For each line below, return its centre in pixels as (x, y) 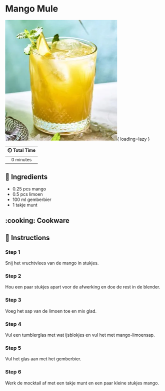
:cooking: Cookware (37, 221)
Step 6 (13, 372)
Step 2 (13, 276)
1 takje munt (25, 205)
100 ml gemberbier (32, 200)
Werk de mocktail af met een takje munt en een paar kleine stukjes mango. (82, 383)
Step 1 (13, 252)
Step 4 (13, 324)
